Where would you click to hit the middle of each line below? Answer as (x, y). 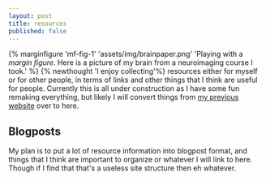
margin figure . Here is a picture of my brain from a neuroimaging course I (131, 62)
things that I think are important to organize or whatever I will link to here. (131, 160)
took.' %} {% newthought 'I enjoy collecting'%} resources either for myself (133, 71)
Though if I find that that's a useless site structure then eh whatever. (122, 168)
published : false (38, 31)
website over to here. (44, 106)
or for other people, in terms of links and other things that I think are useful (133, 80)
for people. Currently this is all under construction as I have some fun (124, 88)
